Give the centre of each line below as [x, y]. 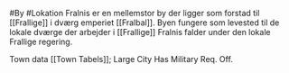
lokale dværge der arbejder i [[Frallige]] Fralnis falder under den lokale [140, 32]
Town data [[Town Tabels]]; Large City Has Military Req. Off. [121, 59]
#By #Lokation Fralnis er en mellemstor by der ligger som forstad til [135, 13]
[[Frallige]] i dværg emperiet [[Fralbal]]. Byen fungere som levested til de [144, 23]
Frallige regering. [41, 41]
